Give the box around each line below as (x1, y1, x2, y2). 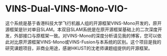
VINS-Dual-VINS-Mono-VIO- (5, 3, 128, 14)
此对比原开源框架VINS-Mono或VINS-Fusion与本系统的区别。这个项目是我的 (5, 38, 162, 45)
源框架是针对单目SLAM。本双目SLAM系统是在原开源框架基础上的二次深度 (5, 26, 158, 32)
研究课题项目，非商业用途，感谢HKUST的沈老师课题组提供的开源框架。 (5, 45, 153, 51)
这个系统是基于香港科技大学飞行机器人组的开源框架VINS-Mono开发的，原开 (5, 20, 162, 26)
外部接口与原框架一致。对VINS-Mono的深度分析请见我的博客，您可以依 (14, 32, 162, 38)
